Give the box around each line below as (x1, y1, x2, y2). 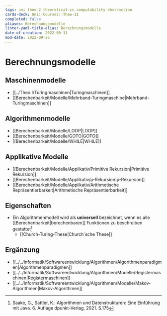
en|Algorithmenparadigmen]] (12, 264, 72, 270)
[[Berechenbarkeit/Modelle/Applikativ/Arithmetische (12, 182, 119, 188)
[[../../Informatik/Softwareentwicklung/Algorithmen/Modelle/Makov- (12, 280, 151, 286)
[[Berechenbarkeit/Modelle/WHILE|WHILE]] (12, 138, 102, 144)
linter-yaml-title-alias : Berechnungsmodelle (5, 26, 101, 31)
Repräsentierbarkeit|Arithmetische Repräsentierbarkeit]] (12, 187, 128, 193)
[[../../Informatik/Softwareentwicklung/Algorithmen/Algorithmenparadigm (12, 259, 162, 265)
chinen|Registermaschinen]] (12, 275, 71, 281)
